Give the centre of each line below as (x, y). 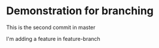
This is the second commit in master (51, 27)
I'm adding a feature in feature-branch (53, 39)
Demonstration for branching (80, 11)
